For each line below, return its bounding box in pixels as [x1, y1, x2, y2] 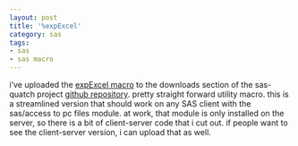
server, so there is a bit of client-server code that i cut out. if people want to [9, 117, 288, 128]
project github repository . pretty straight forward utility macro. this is [37, 89, 289, 99]
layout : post [9, 13, 58, 22]
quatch [9, 89, 36, 99]
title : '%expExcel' [9, 21, 82, 30]
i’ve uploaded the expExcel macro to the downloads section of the [9, 80, 253, 90]
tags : [9, 38, 30, 47]
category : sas [9, 30, 63, 39]
